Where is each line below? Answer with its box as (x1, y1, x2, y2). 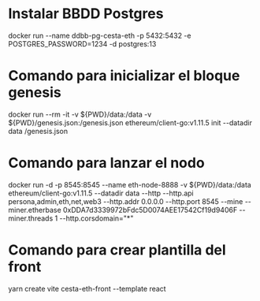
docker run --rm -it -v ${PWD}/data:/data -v (8, 110, 152, 119)
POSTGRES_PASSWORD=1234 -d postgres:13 (8, 39, 157, 48)
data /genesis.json (8, 126, 69, 136)
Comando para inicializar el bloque (8, 67, 240, 85)
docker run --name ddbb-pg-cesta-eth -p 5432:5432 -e (8, 31, 191, 40)
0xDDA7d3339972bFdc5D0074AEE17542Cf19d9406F (62, 205, 238, 214)
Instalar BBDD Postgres (8, 5, 164, 23)
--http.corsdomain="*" (59, 214, 134, 223)
